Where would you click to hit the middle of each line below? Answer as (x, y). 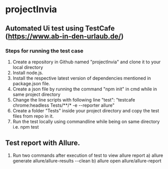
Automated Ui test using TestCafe (60, 28)
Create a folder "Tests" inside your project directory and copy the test (86, 110)
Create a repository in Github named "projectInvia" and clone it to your (87, 62)
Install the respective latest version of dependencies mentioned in (82, 78)
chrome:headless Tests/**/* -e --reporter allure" (63, 105)
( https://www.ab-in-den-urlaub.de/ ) (64, 36)
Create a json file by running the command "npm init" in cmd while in (85, 89)
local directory (28, 67)
